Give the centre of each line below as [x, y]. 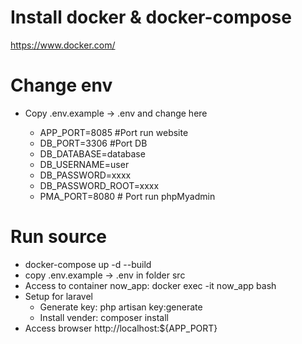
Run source [59, 237]
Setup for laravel [59, 296]
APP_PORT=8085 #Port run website [114, 132]
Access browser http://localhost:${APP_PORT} [121, 328]
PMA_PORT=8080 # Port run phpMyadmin [127, 196]
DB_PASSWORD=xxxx [85, 175]
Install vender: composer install [104, 317]
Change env [61, 85]
